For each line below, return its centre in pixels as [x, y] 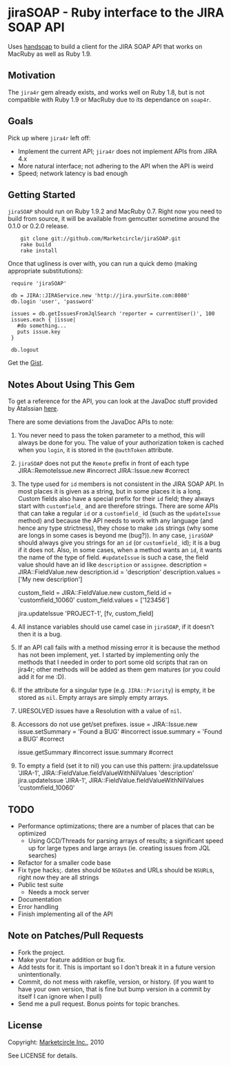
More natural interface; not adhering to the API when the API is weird [115, 166]
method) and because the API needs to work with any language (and [115, 521]
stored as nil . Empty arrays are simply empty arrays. [93, 698]
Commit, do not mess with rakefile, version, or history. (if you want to [116, 981]
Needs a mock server [59, 892]
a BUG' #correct [41, 739]
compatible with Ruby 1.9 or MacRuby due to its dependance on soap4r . [110, 99]
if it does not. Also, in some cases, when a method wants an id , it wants [120, 550]
